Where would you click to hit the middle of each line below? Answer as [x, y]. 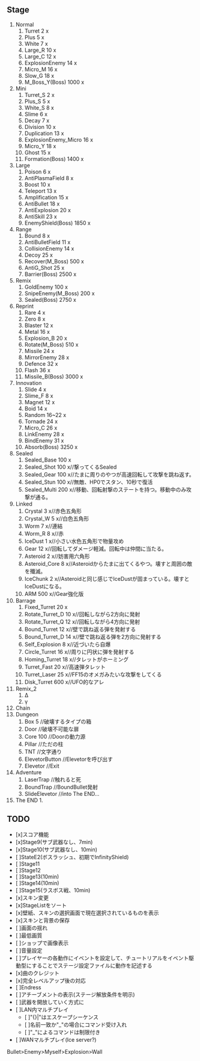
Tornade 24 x [41, 421]
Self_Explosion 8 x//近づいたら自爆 [68, 644]
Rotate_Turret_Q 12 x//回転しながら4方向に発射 [82, 621]
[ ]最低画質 [29, 935]
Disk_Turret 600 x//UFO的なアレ [64, 682]
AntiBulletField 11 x [47, 242]
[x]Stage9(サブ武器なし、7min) [54, 842]
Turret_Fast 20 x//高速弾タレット [65, 667]
